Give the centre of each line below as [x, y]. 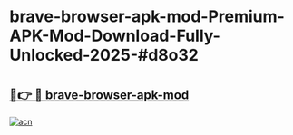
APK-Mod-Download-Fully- [115, 36]
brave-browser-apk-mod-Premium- [147, 17]
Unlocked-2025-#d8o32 [104, 55]
